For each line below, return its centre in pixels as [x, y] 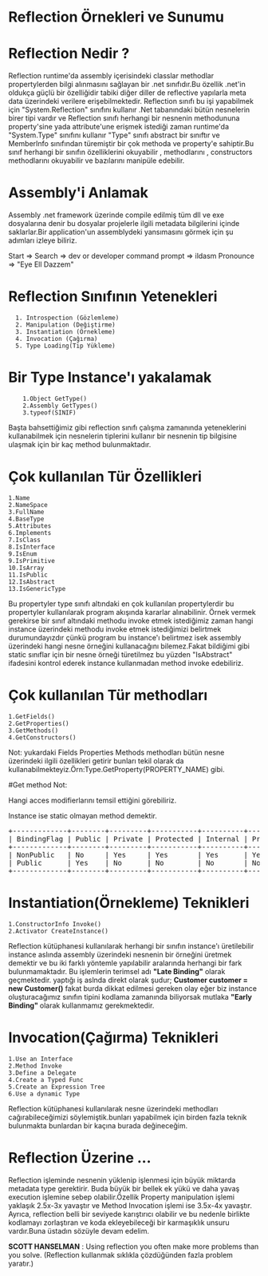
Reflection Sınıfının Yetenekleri [113, 297]
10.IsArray [26, 568]
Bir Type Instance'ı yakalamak [110, 377]
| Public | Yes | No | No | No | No [134, 863]
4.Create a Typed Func [46, 1080]
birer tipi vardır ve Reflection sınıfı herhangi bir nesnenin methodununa [124, 118]
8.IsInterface [32, 547]
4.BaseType [26, 519]
